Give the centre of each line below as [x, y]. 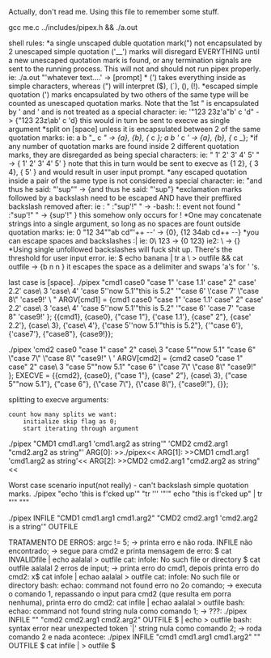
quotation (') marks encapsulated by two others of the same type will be [129, 95]
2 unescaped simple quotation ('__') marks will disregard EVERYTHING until [134, 51]
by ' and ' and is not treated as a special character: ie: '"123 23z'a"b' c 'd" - [134, 112]
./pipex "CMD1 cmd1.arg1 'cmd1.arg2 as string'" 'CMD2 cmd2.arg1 [119, 444]
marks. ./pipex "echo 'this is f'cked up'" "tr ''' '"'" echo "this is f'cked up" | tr [135, 494]
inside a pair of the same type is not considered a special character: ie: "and [135, 180]
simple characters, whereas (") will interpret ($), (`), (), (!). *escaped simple [133, 86]
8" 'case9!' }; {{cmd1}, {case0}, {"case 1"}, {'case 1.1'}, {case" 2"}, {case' [130, 316]
